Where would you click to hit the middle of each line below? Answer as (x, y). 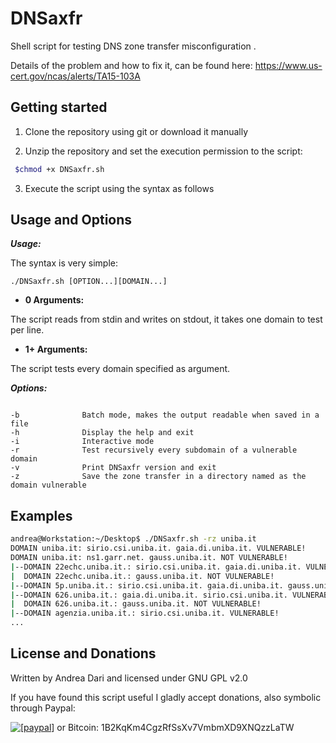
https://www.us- (288, 65)
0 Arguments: (54, 300)
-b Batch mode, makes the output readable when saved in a (165, 415)
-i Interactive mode (82, 442)
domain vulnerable (48, 485)
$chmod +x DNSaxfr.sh (59, 169)
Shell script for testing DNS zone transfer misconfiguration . (133, 46)
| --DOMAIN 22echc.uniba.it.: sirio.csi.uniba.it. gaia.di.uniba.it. (156, 567)
